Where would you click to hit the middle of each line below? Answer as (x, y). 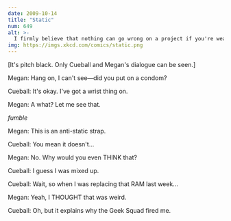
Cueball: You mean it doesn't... (51, 144)
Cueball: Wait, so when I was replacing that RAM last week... (93, 184)
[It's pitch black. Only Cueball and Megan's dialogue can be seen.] (102, 65)
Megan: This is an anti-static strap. (57, 131)
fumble (18, 118)
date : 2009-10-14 (33, 13)
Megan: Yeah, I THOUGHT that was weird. (67, 197)
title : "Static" (31, 20)
